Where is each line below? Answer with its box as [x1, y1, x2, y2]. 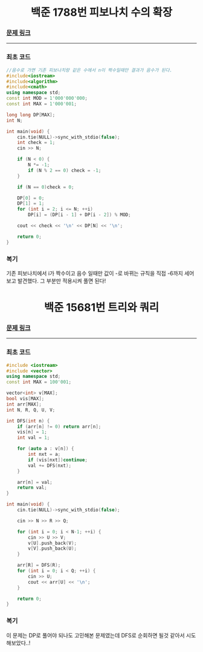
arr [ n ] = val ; [17, 479, 53, 485]
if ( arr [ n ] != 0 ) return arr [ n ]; [17, 423, 101, 430]
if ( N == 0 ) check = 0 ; [17, 184, 74, 190]
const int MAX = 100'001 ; [6, 379, 71, 385]
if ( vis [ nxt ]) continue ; [28, 456, 88, 463]
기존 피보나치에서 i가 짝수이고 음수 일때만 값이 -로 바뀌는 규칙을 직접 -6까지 [6, 269, 183, 277]
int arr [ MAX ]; [6, 401, 42, 407]
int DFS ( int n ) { [6, 418, 50, 424]
